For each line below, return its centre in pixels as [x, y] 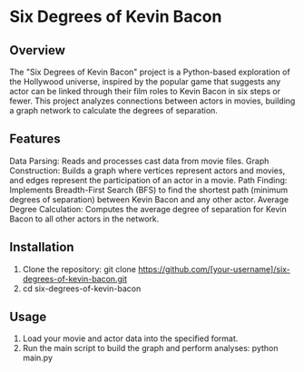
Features [35, 139]
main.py [37, 358]
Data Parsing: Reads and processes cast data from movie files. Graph [139, 161]
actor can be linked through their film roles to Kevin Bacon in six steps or [145, 91]
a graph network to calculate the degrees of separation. [113, 110]
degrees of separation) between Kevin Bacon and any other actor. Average [149, 199]
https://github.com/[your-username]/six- [214, 269]
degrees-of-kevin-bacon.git [74, 279]
